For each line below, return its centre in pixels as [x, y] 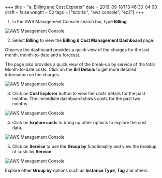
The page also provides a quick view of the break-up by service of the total [80, 64]
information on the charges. [33, 74]
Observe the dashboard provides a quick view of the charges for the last [77, 50]
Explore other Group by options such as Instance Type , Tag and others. [77, 170]
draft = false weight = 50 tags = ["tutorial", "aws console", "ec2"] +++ [74, 12]
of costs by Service [32, 152]
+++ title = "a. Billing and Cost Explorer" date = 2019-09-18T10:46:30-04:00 [81, 7]
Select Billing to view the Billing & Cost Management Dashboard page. [83, 40]
